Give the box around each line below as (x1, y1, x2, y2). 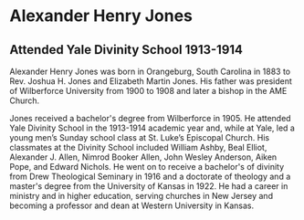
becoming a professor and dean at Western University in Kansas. (9, 200, 254, 211)
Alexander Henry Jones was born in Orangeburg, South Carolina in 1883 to (9, 66, 290, 77)
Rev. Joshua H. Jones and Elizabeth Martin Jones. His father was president (9, 76, 292, 87)
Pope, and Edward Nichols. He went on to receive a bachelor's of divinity (9, 162, 285, 172)
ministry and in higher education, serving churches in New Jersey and (9, 191, 274, 201)
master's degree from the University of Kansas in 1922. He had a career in (9, 181, 288, 192)
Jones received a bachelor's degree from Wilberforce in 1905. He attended (9, 113, 291, 123)
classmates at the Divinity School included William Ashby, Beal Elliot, (9, 142, 267, 152)
